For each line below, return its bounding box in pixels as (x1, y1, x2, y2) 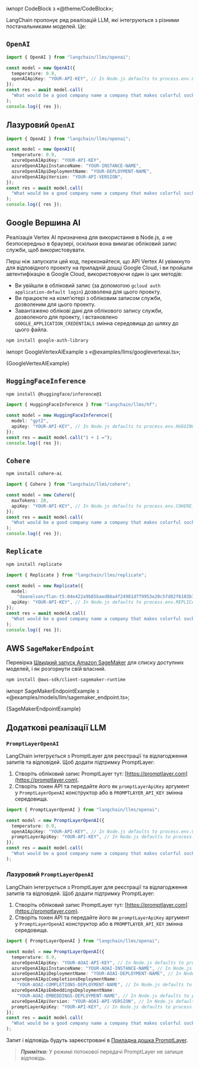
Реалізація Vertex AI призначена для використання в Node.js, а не (6, 234, 173, 241)
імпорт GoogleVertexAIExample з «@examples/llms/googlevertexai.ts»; (6, 348, 181, 355)
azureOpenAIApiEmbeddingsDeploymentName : (11, 988, 115, 993)
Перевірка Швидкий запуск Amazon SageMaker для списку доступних (6, 659, 184, 666)
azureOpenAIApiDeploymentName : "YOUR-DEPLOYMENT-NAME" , (11, 168, 152, 174)
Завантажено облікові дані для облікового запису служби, (14, 307, 163, 314)
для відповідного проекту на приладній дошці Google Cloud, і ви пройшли (6, 264, 193, 271)
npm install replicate (6, 561, 62, 567)
